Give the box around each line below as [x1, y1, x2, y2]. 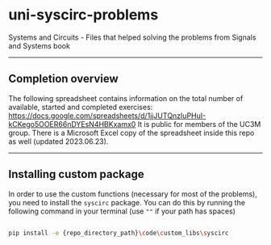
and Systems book [8, 40, 71, 50]
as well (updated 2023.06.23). [8, 136, 109, 146]
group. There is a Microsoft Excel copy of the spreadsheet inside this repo [8, 128, 255, 137]
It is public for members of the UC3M [137, 119, 261, 129]
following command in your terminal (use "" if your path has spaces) [8, 206, 236, 216]
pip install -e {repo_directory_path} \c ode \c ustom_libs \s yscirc [8, 229, 229, 237]
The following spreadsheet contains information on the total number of [8, 93, 244, 103]
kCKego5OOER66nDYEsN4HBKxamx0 [8, 119, 136, 129]
